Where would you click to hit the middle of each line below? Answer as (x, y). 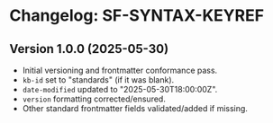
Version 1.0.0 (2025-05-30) (89, 49)
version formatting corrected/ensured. (94, 99)
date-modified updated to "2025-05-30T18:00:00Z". (120, 89)
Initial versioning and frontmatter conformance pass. (120, 70)
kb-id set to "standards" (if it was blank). (98, 80)
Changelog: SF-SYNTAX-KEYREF (136, 16)
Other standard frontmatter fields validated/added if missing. (135, 108)
